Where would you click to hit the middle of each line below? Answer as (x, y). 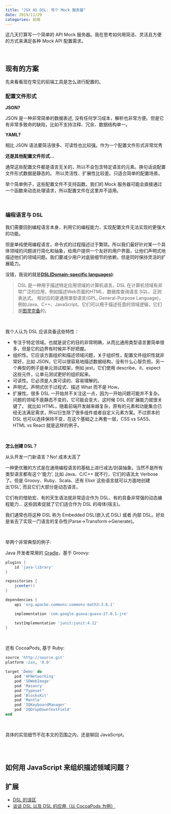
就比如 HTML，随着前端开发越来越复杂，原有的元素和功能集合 (92, 406)
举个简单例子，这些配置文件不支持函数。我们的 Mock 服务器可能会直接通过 (84, 184)
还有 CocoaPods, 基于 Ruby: (35, 648)
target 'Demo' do (24, 672)
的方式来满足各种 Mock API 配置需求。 (46, 41)
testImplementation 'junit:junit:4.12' (57, 623)
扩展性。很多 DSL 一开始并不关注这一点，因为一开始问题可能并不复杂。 (87, 393)
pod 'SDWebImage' (33, 681)
